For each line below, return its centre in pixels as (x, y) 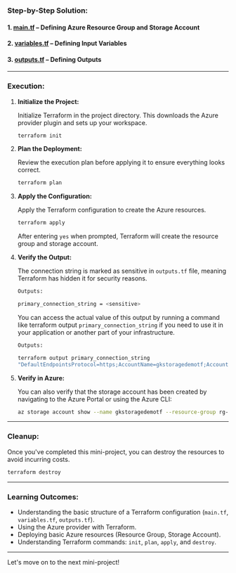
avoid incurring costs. (39, 459)
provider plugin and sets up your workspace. (82, 122)
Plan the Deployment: (50, 149)
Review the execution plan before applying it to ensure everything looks (121, 162)
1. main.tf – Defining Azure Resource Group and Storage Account (104, 27)
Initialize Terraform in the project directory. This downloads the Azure (118, 115)
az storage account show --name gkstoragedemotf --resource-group (117, 412)
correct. (29, 170)
